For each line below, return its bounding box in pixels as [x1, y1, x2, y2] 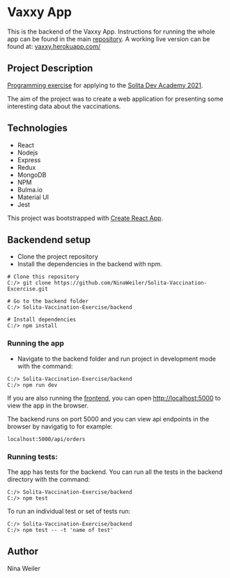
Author [7, 546, 38, 558]
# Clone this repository [7, 273, 79, 280]
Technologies [7, 122, 68, 134]
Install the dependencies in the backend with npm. [17, 260, 162, 268]
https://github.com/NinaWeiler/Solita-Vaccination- [54, 280, 208, 287]
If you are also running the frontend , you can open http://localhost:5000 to [7, 393, 221, 402]
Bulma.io [17, 185, 43, 194]
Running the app [7, 338, 65, 348]
